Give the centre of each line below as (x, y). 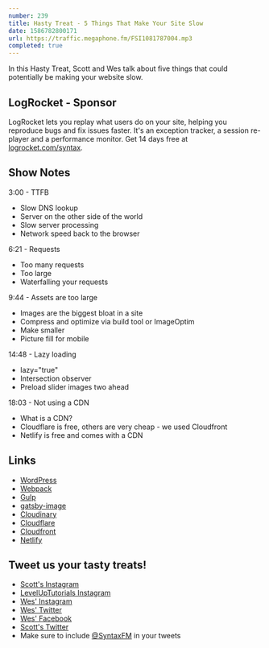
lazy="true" (39, 369)
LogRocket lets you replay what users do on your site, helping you (118, 122)
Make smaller (42, 330)
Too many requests (52, 264)
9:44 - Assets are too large (53, 297)
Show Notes (39, 173)
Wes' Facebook (46, 619)
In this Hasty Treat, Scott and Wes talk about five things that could (118, 68)
